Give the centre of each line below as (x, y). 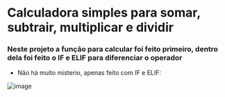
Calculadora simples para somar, (104, 13)
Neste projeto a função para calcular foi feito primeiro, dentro (113, 49)
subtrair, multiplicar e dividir (90, 27)
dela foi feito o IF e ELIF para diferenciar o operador (95, 58)
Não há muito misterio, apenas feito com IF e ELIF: (89, 73)
